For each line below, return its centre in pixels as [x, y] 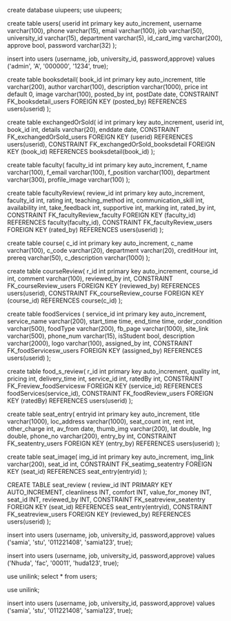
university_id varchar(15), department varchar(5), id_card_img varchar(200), [115, 38]
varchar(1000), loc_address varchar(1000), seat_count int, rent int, [101, 421]
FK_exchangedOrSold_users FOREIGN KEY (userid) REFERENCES [100, 137]
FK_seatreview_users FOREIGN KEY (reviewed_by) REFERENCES [99, 514]
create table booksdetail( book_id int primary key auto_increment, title [106, 79]
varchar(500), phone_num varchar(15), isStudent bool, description [101, 336]
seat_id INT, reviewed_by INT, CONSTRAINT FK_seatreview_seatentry [106, 499]
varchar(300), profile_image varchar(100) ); [69, 180]
